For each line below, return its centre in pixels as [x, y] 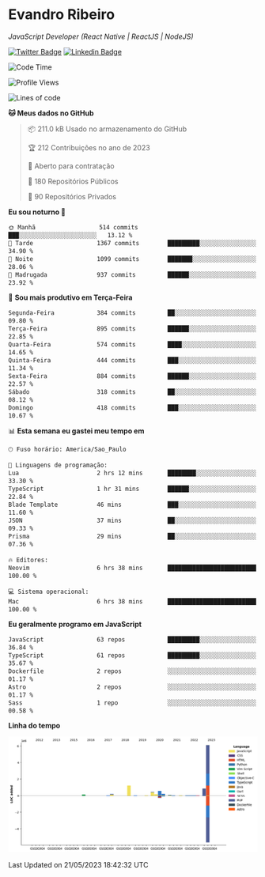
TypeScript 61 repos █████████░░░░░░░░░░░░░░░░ [132, 655]
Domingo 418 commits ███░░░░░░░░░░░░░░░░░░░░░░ [132, 408]
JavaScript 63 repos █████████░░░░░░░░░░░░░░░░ [132, 639]
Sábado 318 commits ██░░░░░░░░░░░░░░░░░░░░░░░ [132, 392]
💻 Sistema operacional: [49, 592]
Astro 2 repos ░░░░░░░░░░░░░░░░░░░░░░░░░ [132, 687]
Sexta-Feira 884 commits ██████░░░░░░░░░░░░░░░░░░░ [132, 376]
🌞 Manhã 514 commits [73, 227]
